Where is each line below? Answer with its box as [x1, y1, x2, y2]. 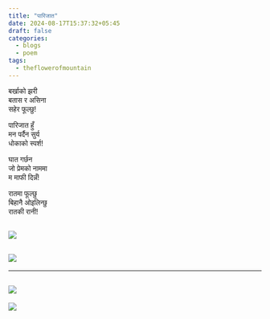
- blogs [15, 42, 42, 50]
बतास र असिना [8, 95, 47, 104]
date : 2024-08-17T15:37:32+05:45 [8, 19, 121, 27]
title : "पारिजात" [8, 11, 59, 20]
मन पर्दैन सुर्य [8, 129, 40, 139]
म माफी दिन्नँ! [8, 172, 40, 182]
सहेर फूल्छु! [8, 104, 37, 113]
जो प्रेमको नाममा [8, 163, 48, 173]
